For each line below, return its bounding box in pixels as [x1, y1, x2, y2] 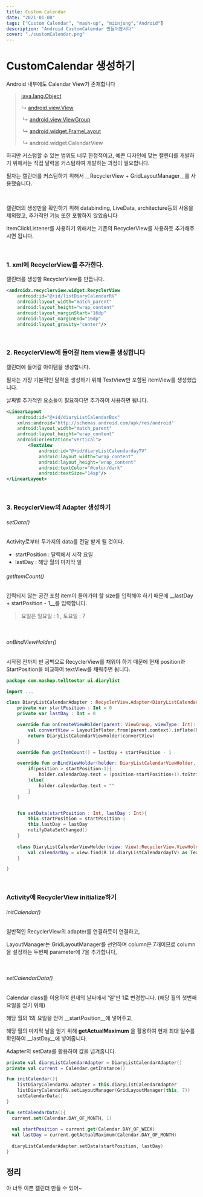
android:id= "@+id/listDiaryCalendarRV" [17, 293, 118, 299]
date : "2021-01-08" [6, 15, 56, 21]
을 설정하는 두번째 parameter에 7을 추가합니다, [6, 949, 117, 956]
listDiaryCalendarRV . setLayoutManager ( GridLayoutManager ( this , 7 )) [17, 1088, 190, 1094]
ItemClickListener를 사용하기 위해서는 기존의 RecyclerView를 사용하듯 [6, 225, 174, 232]
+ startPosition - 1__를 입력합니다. [6, 600, 88, 607]
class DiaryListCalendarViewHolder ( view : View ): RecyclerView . [17, 844, 177, 850]
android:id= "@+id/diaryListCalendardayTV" [38, 448, 147, 454]
